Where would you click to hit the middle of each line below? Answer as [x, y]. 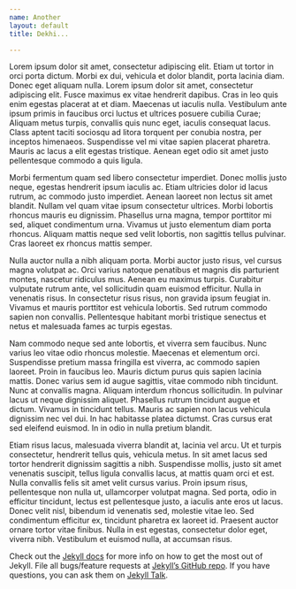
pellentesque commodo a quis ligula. [76, 161]
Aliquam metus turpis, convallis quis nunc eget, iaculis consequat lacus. [140, 123]
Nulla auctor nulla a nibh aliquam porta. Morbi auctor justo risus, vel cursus [146, 261]
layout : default [39, 26]
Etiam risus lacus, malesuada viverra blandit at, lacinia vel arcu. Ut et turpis [145, 445]
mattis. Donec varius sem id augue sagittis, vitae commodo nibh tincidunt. [144, 381]
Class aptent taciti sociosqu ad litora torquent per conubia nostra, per [136, 133]
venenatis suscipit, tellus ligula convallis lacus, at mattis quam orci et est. [142, 473]
